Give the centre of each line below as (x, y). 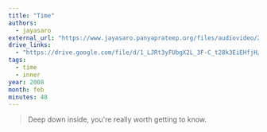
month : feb (26, 89)
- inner (28, 75)
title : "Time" (32, 16)
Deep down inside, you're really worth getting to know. (117, 119)
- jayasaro (33, 30)
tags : (17, 60)
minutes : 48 (28, 97)
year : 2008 (26, 82)
